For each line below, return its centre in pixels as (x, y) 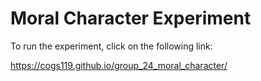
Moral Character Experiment (131, 18)
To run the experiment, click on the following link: (111, 46)
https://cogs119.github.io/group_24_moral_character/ (119, 65)
